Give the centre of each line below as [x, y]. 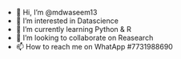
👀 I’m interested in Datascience [67, 21]
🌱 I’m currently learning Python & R [74, 29]
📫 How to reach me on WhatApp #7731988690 [95, 47]
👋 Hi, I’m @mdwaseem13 [56, 12]
